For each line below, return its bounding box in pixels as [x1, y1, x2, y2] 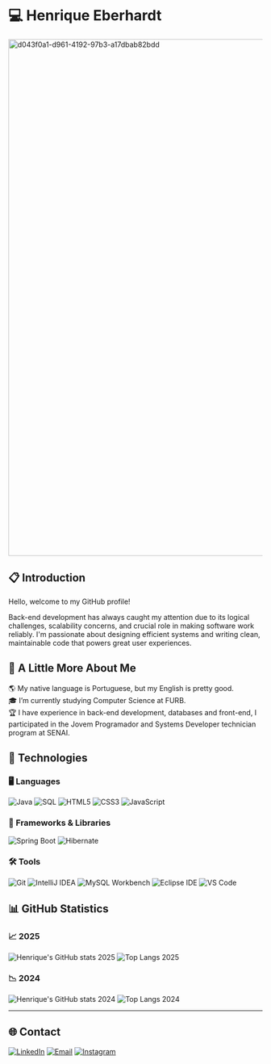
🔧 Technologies [8, 751, 88, 764]
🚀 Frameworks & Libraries [8, 817, 111, 828]
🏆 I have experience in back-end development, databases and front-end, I [8, 707, 257, 717]
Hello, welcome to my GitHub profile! [8, 597, 131, 606]
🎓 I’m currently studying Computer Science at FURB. [8, 695, 186, 705]
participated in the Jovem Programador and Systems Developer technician [8, 719, 256, 729]
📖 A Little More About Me [8, 661, 136, 675]
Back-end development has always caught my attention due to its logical [8, 612, 250, 622]
